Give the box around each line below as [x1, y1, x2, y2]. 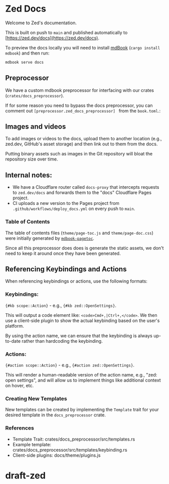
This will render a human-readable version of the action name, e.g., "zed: [5, 371, 157, 378]
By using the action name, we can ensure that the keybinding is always [5, 333, 153, 339]
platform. [5, 322, 24, 329]
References [5, 424, 34, 432]
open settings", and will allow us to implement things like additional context [5, 377, 161, 383]
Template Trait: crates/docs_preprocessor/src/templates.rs [12, 436, 135, 442]
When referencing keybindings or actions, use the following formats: [5, 278, 148, 284]
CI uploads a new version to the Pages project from [12, 200, 120, 206]
